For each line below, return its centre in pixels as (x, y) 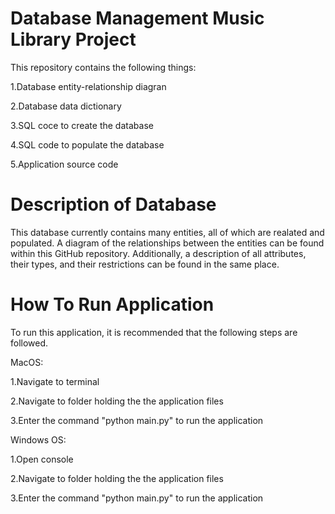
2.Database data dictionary (66, 106)
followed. (29, 343)
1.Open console (42, 459)
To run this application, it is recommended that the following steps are (154, 332)
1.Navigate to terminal (55, 381)
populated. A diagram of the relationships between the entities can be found (167, 243)
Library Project (73, 39)
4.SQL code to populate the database (87, 144)
